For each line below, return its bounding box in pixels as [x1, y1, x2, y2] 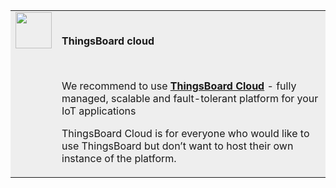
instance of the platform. [61, 152, 177, 165]
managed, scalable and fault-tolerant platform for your [61, 92, 319, 105]
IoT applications [61, 104, 137, 118]
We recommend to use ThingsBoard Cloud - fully [61, 79, 297, 93]
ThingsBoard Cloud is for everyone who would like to [61, 127, 310, 140]
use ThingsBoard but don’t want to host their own [61, 139, 294, 153]
